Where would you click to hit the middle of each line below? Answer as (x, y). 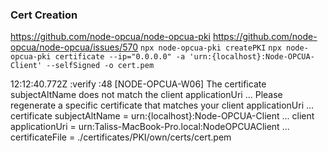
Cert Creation (44, 15)
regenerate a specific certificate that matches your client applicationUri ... (162, 105)
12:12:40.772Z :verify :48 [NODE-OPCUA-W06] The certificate (138, 84)
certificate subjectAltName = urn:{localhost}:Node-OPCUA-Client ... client (162, 116)
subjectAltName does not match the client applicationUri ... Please (146, 95)
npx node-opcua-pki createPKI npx (210, 48)
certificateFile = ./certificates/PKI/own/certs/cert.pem (121, 137)
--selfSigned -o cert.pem (100, 66)
